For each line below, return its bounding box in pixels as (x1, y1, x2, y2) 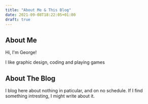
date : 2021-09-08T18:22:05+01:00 (5, 12, 76, 17)
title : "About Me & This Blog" (5, 7, 71, 13)
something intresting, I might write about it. (5, 93, 95, 99)
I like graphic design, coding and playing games (5, 59, 105, 65)
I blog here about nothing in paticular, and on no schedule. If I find (5, 88, 143, 93)
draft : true (5, 17, 30, 22)
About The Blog (5, 74, 56, 83)
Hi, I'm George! (5, 49, 37, 56)
